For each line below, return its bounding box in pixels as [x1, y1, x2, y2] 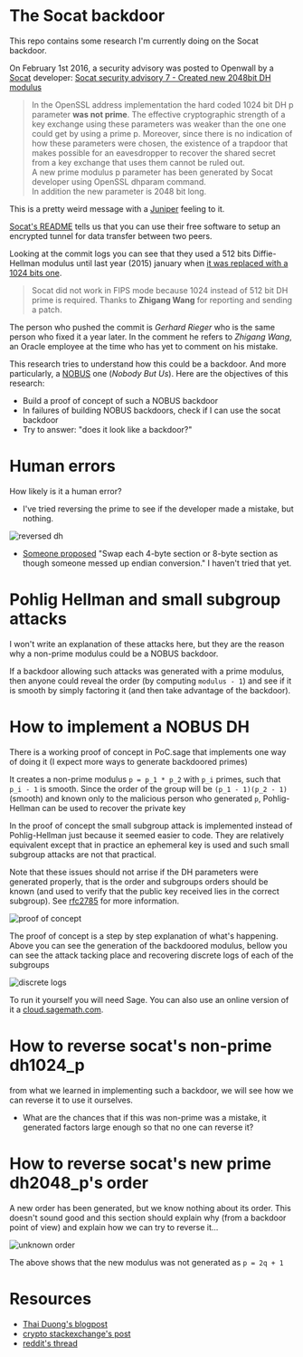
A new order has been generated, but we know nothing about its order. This [9, 1202, 291, 1213]
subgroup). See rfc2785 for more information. [9, 895, 180, 906]
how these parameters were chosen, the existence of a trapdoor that [31, 138, 289, 148]
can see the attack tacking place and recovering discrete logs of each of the [9, 950, 294, 960]
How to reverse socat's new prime [9, 1153, 272, 1173]
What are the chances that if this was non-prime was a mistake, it [22, 1112, 267, 1123]
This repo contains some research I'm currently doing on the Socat [9, 35, 260, 46]
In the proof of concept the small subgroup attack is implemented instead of [9, 820, 293, 831]
